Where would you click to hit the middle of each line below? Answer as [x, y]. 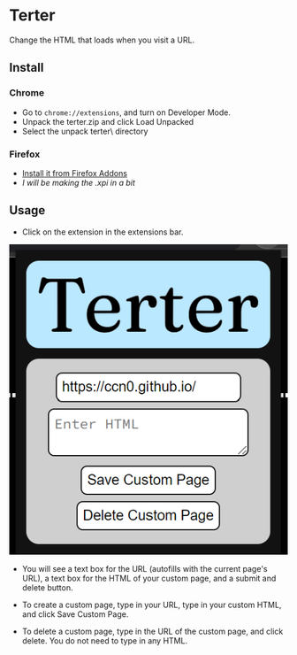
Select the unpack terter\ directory [85, 131]
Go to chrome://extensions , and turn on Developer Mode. [126, 112]
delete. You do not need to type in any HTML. [105, 641]
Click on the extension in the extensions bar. [103, 232]
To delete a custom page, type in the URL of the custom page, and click [152, 632]
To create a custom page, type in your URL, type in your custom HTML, [152, 605]
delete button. [47, 588]
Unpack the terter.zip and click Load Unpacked [108, 121]
